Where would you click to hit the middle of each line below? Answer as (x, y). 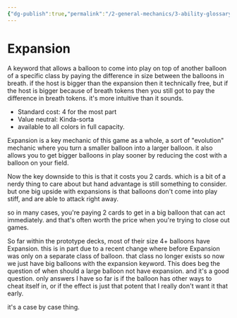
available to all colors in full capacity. (71, 127)
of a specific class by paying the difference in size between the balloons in (116, 75)
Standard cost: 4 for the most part (67, 112)
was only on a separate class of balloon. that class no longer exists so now (116, 256)
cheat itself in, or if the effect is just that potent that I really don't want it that (117, 286)
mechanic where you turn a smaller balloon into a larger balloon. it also (110, 148)
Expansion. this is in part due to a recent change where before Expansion (114, 248)
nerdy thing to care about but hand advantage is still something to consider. (117, 184)
